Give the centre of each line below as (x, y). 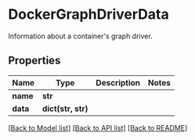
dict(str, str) (65, 109)
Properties (34, 61)
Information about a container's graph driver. (80, 36)
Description (118, 82)
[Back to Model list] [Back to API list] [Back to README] (98, 127)
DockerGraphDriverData (89, 14)
